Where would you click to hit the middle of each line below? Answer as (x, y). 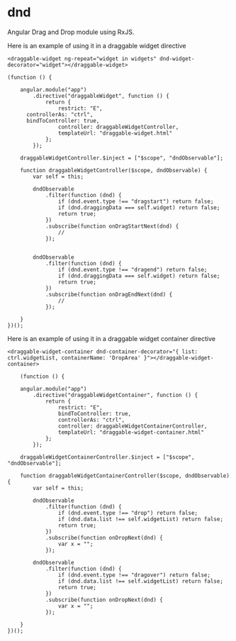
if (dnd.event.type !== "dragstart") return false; (136, 201)
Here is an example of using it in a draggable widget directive (97, 45)
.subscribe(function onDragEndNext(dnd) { (109, 294)
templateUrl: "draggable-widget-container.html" (131, 432)
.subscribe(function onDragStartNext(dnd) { (112, 226)
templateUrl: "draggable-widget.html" (115, 133)
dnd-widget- (177, 58)
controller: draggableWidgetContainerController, (133, 426)
